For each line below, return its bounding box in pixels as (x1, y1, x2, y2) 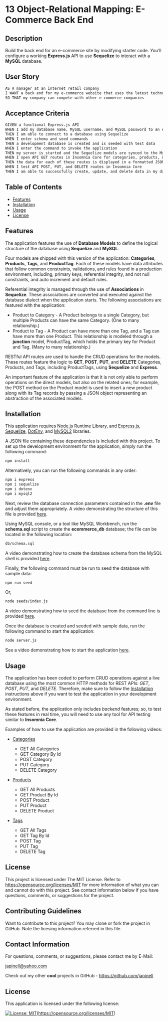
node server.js (5, 638, 37, 643)
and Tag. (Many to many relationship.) (12, 344, 91, 350)
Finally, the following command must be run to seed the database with (5, 565, 150, 571)
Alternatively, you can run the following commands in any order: (5, 467, 137, 473)
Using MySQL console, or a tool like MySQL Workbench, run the (5, 521, 137, 527)
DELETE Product (19, 808, 54, 813)
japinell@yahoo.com (5, 963, 47, 969)
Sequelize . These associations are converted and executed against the (5, 291, 152, 297)
